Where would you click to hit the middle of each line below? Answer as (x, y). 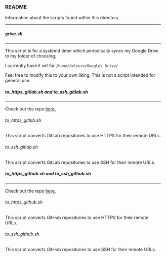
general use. (18, 81)
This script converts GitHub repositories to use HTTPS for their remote (77, 217)
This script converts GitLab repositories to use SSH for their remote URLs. (80, 162)
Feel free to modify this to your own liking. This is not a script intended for (80, 75)
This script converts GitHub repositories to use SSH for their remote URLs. (81, 250)
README (16, 7)
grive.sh (14, 34)
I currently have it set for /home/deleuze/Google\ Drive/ (62, 66)
